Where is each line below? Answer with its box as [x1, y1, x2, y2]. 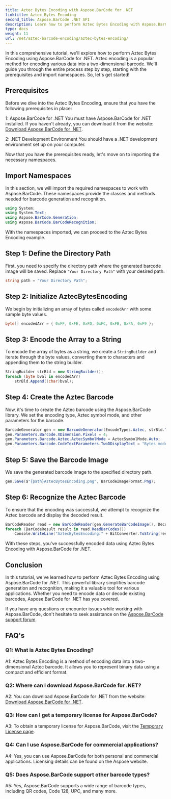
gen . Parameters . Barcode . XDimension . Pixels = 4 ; [5, 432, 108, 437]
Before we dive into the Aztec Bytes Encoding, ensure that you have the [5, 100, 156, 106]
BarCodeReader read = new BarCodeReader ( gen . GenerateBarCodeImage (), [5, 522, 156, 527]
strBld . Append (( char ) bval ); [14, 378, 74, 384]
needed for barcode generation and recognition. [5, 196, 106, 202]
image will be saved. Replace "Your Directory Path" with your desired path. [5, 268, 165, 274]
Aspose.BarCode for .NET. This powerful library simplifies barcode [5, 580, 145, 586]
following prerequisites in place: [5, 105, 72, 111]
